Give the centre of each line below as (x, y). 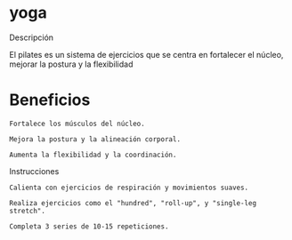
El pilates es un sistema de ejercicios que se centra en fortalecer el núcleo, (146, 54)
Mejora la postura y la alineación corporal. (95, 139)
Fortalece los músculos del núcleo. (77, 124)
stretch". (28, 211)
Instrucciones (34, 171)
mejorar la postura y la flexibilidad (71, 64)
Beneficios (50, 100)
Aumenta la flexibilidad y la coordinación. (93, 155)
